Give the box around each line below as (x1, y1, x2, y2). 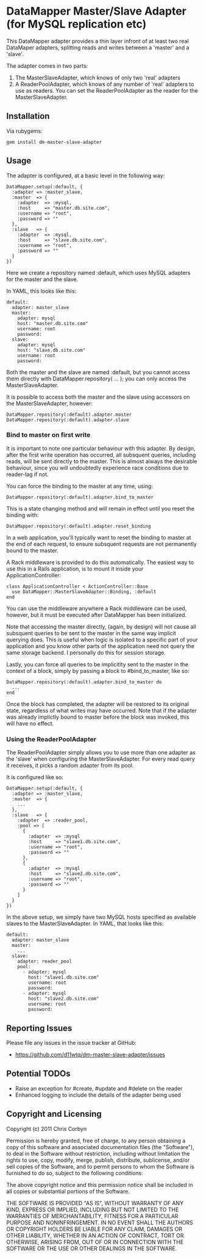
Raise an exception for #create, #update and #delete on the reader (15, 1084, 183, 1092)
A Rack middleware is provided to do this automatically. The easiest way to (6, 558, 194, 566)
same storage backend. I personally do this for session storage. (6, 649, 166, 656)
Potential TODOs (6, 1069, 71, 1079)
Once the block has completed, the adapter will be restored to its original (6, 700, 189, 708)
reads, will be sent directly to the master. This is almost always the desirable (6, 457, 197, 465)
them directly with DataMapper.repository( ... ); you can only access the (6, 375, 187, 382)
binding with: (6, 511, 39, 519)
